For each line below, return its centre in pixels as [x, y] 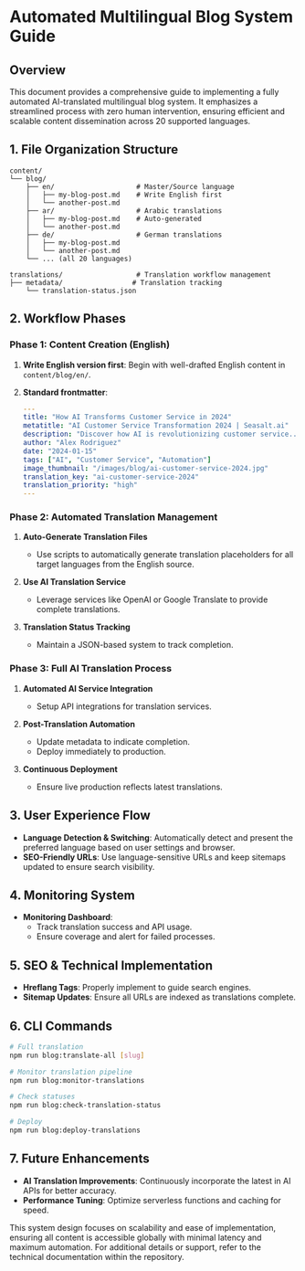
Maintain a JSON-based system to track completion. [135, 645]
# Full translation [47, 1047]
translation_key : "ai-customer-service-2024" [110, 477]
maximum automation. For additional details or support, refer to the [136, 1247]
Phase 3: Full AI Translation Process [90, 669]
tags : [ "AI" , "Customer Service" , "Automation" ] [117, 460]
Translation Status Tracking [76, 627]
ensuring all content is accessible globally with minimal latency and [136, 1237]
